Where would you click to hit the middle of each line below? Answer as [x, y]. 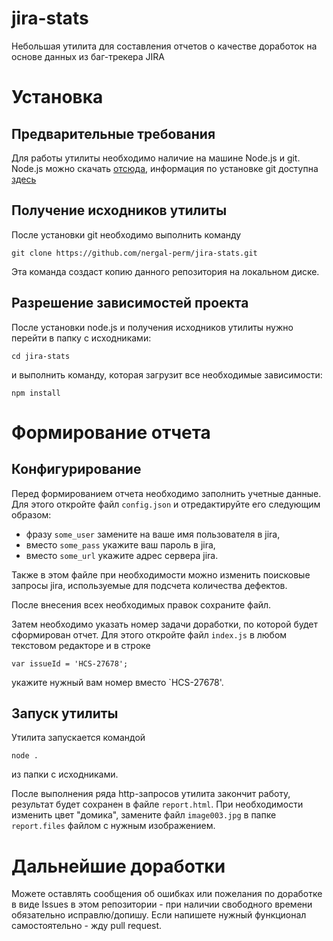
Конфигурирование [76, 469]
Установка [57, 97]
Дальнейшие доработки [118, 866]
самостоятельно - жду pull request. [87, 926]
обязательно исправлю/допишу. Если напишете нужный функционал [159, 915]
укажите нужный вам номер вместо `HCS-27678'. [117, 682]
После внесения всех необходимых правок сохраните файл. [141, 604]
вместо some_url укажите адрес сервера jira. [122, 555]
